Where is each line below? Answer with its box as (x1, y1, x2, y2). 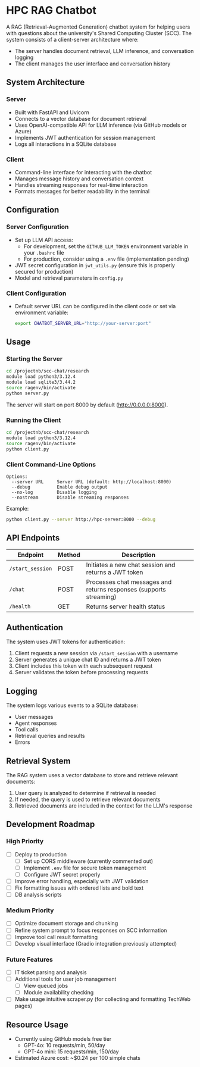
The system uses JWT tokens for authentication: (6, 638, 126, 646)
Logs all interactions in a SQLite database (14, 140, 117, 148)
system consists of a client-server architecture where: (6, 36, 139, 43)
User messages (14, 714, 54, 721)
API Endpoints (6, 533, 60, 543)
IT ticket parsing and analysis (14, 969, 87, 976)
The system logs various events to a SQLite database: (6, 702, 138, 709)
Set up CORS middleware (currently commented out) (23, 858, 154, 865)
